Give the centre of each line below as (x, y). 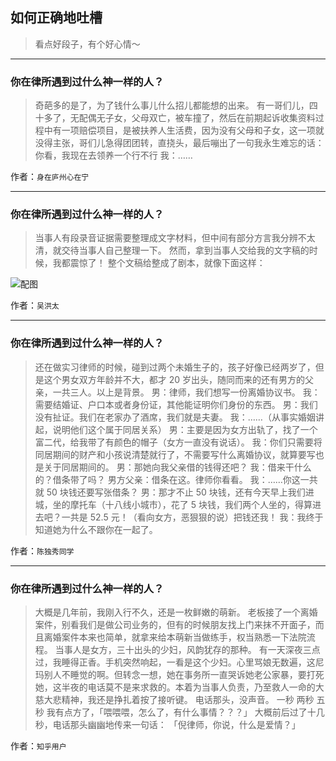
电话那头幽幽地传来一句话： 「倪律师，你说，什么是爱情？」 (176, 724)
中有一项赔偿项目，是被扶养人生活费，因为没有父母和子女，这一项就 (184, 130)
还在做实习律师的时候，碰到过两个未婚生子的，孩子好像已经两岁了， (175, 367)
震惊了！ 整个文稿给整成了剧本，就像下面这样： (167, 263)
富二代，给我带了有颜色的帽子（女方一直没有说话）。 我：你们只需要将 (178, 442)
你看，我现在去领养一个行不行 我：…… (113, 155)
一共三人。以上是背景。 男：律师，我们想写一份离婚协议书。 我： (186, 392)
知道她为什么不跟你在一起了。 (96, 529)
